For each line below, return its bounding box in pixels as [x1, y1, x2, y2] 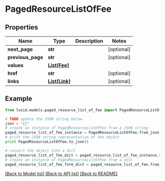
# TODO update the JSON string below [5, 117, 82, 121]
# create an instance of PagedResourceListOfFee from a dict [5, 157, 133, 162]
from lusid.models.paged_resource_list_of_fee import [5, 107, 118, 113]
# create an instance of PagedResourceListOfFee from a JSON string [5, 125, 148, 131]
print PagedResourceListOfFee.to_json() [5, 139, 89, 145]
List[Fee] [48, 62, 70, 68]
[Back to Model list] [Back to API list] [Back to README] [5, 171, 118, 177]
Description [75, 38, 104, 44]
